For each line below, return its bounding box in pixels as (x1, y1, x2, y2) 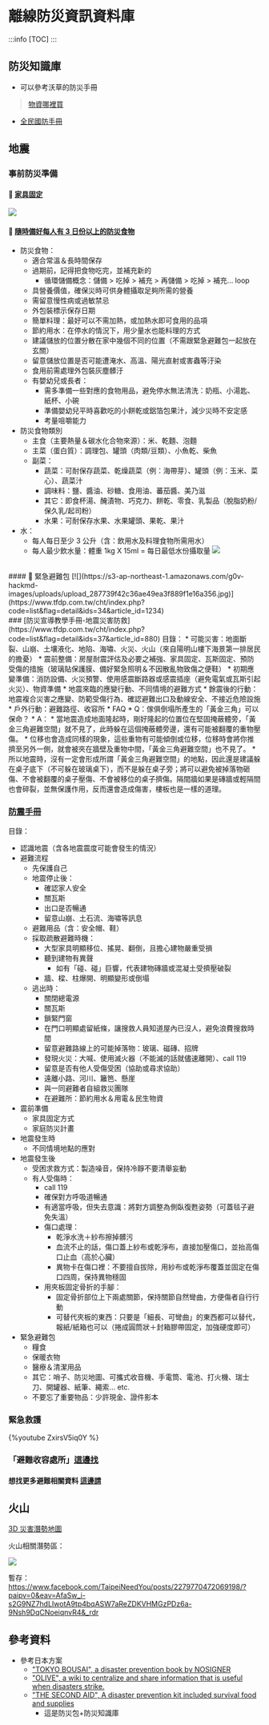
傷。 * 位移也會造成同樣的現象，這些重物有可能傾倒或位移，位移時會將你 (8, 734, 247, 744)
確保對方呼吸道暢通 (43, 1192, 108, 1201)
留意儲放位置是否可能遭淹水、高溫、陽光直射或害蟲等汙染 (31, 356, 222, 365)
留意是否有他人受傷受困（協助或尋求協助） (43, 1063, 185, 1073)
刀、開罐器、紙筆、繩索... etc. (31, 1382, 130, 1392)
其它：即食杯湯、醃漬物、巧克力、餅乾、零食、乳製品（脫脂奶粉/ (43, 496, 258, 505)
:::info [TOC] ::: (8, 34, 58, 44)
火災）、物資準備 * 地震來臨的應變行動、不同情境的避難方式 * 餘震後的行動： (8, 684, 259, 694)
